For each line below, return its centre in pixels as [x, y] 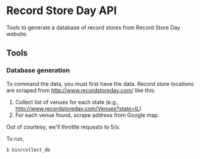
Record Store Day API [62, 11]
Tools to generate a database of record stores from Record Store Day [93, 27]
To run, [15, 138]
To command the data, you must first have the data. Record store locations [100, 83]
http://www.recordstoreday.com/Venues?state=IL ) [78, 108]
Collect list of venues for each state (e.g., [67, 102]
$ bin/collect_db [28, 150]
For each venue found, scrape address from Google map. [87, 115]
